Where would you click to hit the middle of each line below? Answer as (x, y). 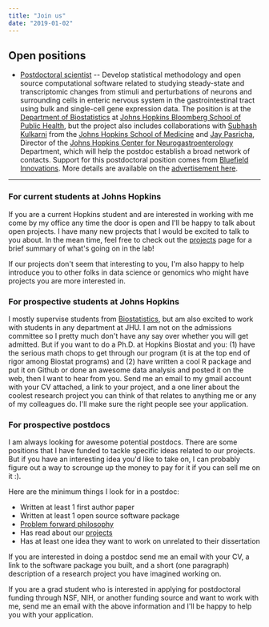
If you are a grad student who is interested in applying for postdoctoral (125, 589)
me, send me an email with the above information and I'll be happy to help (130, 606)
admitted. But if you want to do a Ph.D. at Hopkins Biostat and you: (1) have (132, 344)
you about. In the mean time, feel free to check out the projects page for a (130, 239)
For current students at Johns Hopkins (85, 197)
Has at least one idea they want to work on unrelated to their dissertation (140, 541)
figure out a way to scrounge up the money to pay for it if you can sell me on (134, 468)
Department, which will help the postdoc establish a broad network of (135, 151)
